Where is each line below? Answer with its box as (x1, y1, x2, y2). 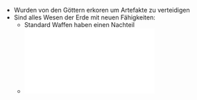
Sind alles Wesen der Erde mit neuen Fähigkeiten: (13, 13, 156, 22)
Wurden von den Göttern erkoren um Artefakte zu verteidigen (13, 6, 190, 14)
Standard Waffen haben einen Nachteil (24, 21, 135, 28)
